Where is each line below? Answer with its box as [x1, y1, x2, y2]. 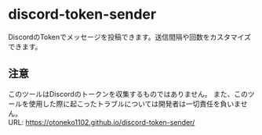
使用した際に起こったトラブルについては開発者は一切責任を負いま [28, 99, 241, 108]
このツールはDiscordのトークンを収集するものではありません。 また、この [8, 89, 249, 98]
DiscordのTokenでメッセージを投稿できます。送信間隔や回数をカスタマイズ [8, 32, 251, 41]
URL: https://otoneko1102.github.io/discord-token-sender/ [8, 117, 195, 126]
